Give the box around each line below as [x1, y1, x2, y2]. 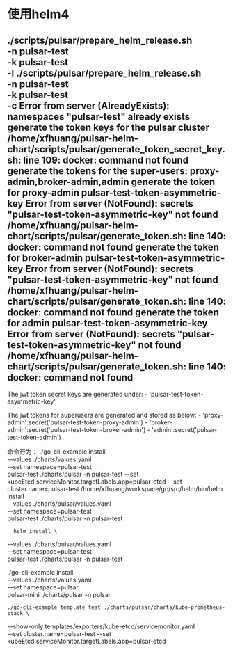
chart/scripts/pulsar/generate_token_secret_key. [7, 143, 226, 155]
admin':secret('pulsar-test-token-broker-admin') [7, 426, 146, 434]
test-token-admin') [7, 433, 61, 441]
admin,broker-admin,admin [7, 175, 130, 188]
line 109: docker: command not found [23, 154, 189, 166]
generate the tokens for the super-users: [7, 165, 188, 177]
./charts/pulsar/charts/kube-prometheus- [103, 604, 226, 611]
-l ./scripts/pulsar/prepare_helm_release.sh [7, 67, 202, 79]
